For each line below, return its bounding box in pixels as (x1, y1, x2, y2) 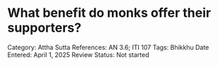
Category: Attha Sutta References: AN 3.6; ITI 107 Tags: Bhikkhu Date (7, 43, 210, 51)
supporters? (7, 20, 81, 36)
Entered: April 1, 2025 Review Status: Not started (7, 51, 150, 59)
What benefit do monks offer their (7, 5, 211, 21)
